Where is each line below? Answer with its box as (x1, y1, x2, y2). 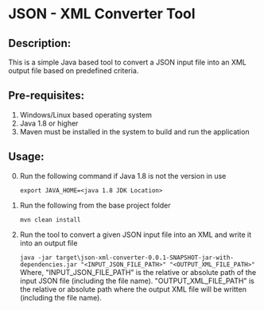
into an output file (19, 238, 78, 247)
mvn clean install (19, 215, 81, 223)
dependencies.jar (19, 260, 78, 269)
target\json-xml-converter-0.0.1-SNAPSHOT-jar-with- (55, 254, 235, 262)
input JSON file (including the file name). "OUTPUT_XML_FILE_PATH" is (19, 276, 254, 285)
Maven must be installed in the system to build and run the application (19, 126, 250, 136)
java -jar (19, 254, 53, 262)
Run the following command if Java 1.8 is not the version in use (19, 171, 227, 180)
